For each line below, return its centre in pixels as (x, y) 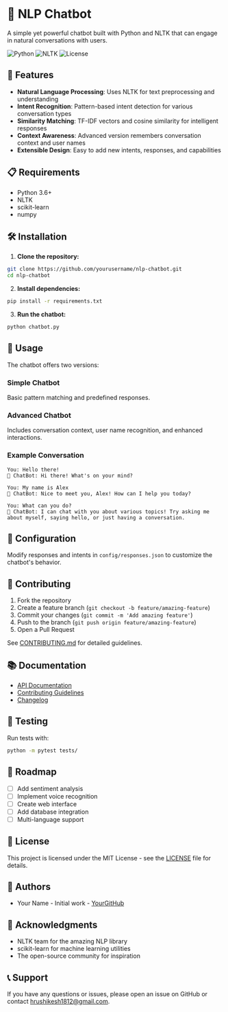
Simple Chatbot (34, 382)
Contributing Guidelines (50, 693)
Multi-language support (50, 819)
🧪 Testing (28, 721)
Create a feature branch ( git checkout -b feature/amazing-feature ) (114, 608)
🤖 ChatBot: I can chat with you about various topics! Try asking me (109, 511)
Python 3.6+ (35, 192)
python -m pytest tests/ (42, 751)
